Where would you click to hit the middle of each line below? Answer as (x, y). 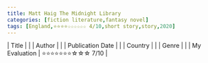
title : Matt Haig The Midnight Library (64, 13)
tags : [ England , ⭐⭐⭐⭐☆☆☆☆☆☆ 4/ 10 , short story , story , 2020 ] (91, 26)
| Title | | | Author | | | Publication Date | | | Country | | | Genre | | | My (104, 46)
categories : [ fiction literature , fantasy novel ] (78, 20)
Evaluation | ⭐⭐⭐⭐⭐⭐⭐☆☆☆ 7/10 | (57, 53)
